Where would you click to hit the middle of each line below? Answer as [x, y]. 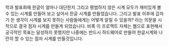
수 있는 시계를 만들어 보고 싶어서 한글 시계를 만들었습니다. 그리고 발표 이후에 [80, 13]
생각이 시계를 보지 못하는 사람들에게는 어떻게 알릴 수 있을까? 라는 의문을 [86, 20]
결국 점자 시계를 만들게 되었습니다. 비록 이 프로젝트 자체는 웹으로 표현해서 [91, 26]
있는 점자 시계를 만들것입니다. [54, 38]
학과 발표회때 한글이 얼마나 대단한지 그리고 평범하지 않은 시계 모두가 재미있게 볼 [83, 7]
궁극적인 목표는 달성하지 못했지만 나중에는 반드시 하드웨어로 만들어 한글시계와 [81, 32]
